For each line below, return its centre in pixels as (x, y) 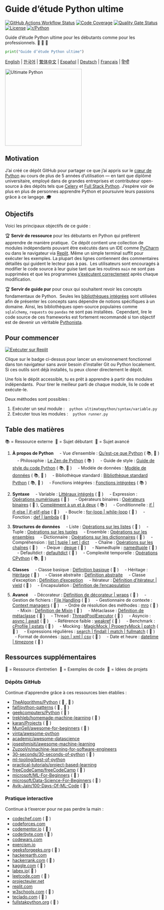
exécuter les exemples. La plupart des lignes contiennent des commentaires (82, 259)
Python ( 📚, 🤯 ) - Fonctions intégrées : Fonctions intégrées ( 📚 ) (79, 483)
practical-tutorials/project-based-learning (54, 765)
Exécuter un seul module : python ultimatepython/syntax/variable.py (85, 409)
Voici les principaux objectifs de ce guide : (48, 226)
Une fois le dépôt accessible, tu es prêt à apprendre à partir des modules (79, 379)
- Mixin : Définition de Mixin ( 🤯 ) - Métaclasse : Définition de (80, 611)
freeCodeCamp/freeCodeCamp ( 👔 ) (49, 770)
